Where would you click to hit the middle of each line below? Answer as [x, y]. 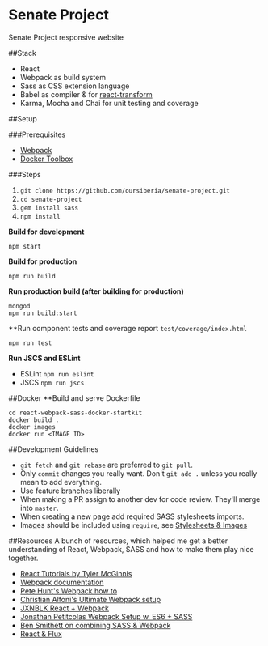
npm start [25, 246]
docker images [32, 427]
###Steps [25, 174]
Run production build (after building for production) [96, 291]
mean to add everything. [61, 482]
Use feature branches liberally [70, 491]
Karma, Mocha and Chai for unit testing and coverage [109, 103]
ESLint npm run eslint [57, 373]
